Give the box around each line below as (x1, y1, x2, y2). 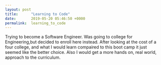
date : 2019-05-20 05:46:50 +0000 (5, 16, 86, 21)
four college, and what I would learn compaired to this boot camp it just (5, 44, 147, 50)
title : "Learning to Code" (5, 12, 70, 16)
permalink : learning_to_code (5, 20, 66, 26)
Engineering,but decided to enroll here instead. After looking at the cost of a (5, 39, 157, 45)
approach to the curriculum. (5, 54, 61, 61)
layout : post (5, 7, 31, 12)
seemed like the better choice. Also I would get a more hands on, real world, (5, 49, 157, 55)
